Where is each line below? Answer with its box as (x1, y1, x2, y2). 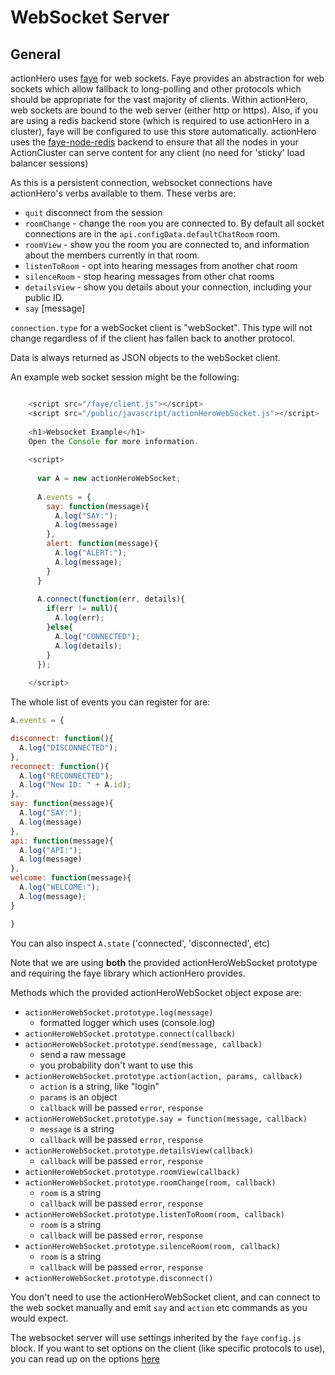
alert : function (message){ (46, 539, 159, 549)
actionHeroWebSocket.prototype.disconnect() (24, 1273, 214, 1283)
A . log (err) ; (54, 613, 105, 623)
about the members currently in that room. (24, 249, 200, 261)
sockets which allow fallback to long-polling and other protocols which (10, 83, 302, 95)
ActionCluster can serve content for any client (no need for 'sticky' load (10, 147, 306, 158)
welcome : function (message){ (10, 873, 132, 883)
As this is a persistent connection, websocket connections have (10, 177, 273, 188)
